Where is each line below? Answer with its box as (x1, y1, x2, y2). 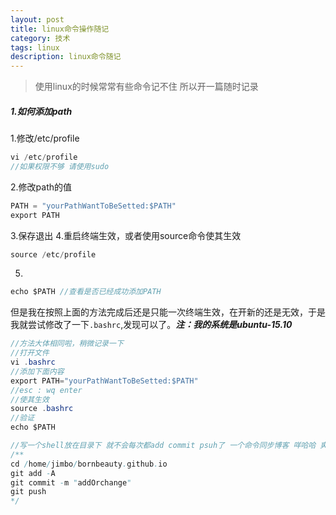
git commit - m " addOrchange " (10, 477, 132, 488)
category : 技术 (10, 33, 71, 43)
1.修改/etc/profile (10, 132, 80, 145)
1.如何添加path (10, 105, 73, 117)
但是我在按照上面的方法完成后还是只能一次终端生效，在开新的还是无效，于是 (10, 306, 326, 318)
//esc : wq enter (10, 385, 83, 395)
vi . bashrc (10, 357, 56, 368)
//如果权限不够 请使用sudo (10, 161, 110, 171)
